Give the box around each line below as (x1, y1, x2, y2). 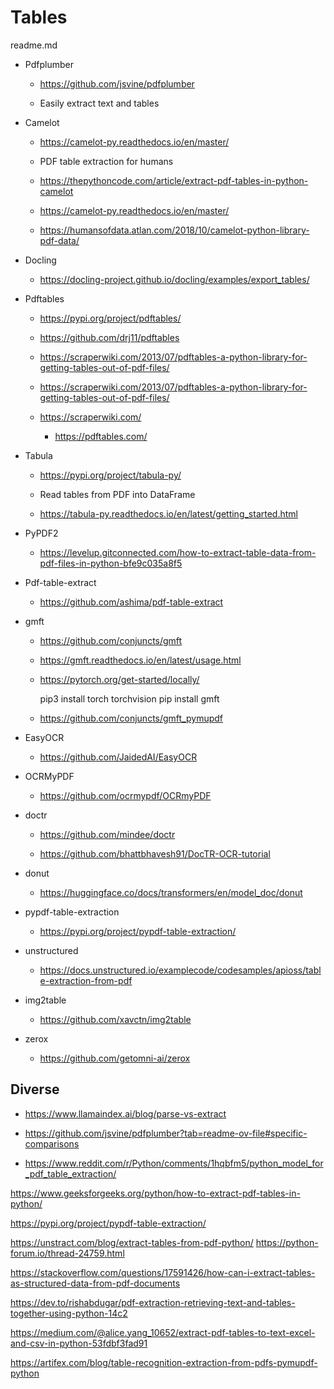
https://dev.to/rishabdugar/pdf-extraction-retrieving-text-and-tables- (10, 1296, 296, 1308)
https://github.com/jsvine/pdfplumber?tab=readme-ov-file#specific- (24, 1127, 308, 1139)
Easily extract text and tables (39, 97, 160, 109)
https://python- (255, 1236, 319, 1248)
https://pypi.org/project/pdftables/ (39, 312, 182, 324)
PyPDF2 (24, 527, 59, 539)
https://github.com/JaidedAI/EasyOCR (39, 751, 198, 763)
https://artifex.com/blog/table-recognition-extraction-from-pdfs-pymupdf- (10, 1356, 318, 1368)
